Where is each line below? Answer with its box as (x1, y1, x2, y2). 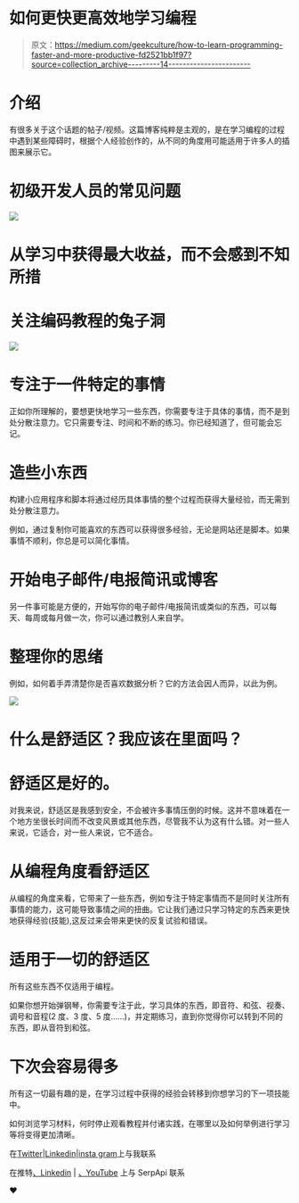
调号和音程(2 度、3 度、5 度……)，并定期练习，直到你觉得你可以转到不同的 (9, 1010, 283, 1022)
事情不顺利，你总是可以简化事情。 (9, 535, 134, 545)
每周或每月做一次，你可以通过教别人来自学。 (24, 612, 189, 623)
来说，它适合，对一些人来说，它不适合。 (9, 826, 158, 837)
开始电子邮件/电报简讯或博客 (9, 570, 218, 590)
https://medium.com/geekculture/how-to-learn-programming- (54, 39, 283, 50)
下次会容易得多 (9, 1057, 119, 1076)
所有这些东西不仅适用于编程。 (9, 981, 118, 991)
